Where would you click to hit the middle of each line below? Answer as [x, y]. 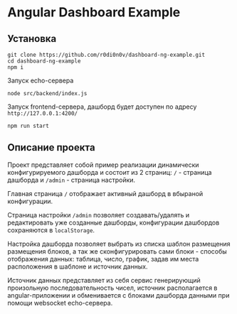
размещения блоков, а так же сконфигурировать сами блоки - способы [117, 251]
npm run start [28, 126]
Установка [32, 39]
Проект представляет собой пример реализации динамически [103, 165]
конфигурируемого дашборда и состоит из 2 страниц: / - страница [110, 172]
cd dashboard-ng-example [44, 61]
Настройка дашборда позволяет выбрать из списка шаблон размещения [119, 244]
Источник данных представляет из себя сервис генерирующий [104, 280]
